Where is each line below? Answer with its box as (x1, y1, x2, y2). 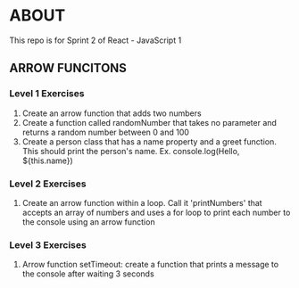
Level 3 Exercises (9, 238, 87, 251)
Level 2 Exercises (9, 177, 87, 190)
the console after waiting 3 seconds (21, 268, 154, 279)
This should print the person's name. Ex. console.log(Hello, (21, 145, 240, 156)
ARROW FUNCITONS (9, 61, 128, 76)
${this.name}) (21, 155, 73, 166)
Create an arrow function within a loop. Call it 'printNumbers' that (21, 197, 262, 208)
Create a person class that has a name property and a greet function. (21, 136, 277, 147)
